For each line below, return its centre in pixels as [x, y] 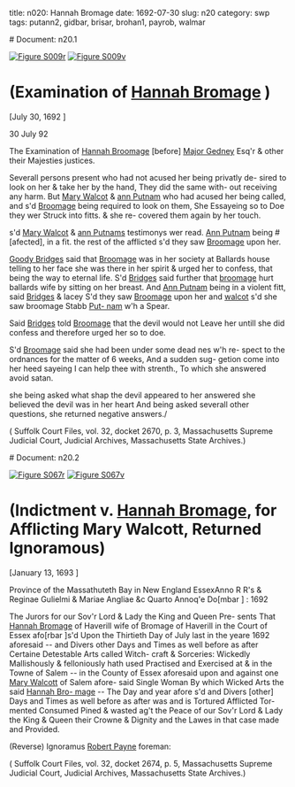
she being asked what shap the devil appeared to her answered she [132, 395]
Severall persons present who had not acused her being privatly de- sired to [148, 177]
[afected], [27, 242]
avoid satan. [31, 378]
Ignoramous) [57, 548]
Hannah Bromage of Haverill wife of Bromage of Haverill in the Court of [138, 625]
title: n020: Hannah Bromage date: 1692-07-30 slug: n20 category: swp [140, 13]
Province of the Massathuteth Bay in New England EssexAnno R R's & [136, 590]
